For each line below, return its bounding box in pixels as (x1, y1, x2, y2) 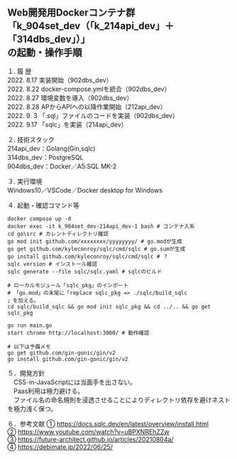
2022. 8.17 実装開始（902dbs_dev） (7, 75, 113, 84)
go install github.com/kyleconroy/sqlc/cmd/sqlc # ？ (7, 253, 169, 260)
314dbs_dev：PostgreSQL (7, 153, 84, 161)
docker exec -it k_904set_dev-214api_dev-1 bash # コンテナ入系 (7, 222, 195, 229)
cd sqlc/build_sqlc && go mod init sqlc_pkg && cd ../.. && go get (7, 303, 211, 310)
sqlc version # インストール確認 (7, 260, 98, 268)
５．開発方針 (7, 369, 45, 377)
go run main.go (7, 322, 53, 329)
